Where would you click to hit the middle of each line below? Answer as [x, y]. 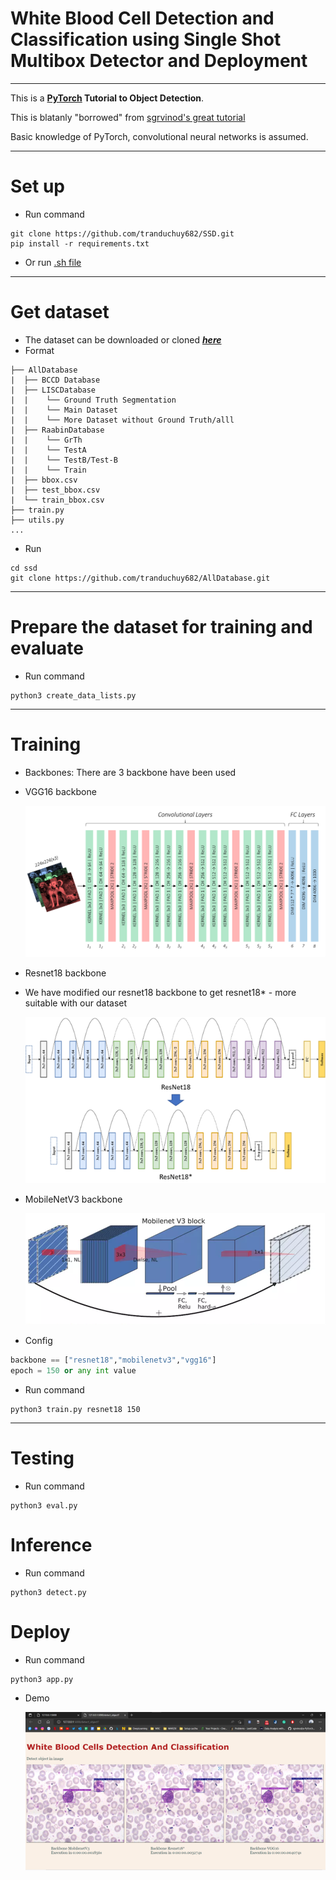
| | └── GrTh [46, 440]
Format [39, 350]
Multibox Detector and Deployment [159, 61]
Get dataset [60, 312]
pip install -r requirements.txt [80, 243]
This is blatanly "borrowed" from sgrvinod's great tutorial [128, 117]
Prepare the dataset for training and [161, 627]
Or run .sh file [53, 262]
